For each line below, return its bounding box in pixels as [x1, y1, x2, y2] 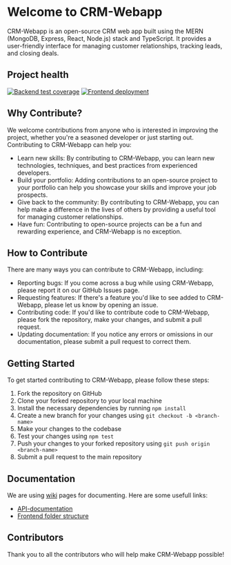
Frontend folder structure [17, 512, 89, 520]
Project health [7, 69, 69, 81]
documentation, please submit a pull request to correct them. [17, 338, 192, 346]
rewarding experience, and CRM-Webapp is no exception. [17, 227, 182, 236]
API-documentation [17, 505, 73, 513]
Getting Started [7, 357, 75, 370]
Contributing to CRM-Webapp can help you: [7, 140, 132, 149]
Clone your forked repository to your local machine [17, 396, 163, 405]
